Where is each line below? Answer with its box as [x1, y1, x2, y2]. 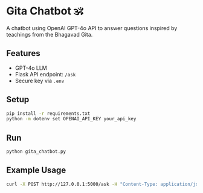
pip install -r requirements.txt [6, 110, 91, 117]
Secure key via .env [14, 77, 65, 84]
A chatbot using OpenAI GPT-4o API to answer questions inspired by [6, 24, 178, 31]
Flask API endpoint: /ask [14, 70, 76, 78]
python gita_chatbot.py [6, 149, 66, 155]
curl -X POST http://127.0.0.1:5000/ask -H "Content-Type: [6, 181, 158, 187]
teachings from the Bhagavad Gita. [6, 31, 93, 38]
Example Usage [6, 165, 66, 176]
